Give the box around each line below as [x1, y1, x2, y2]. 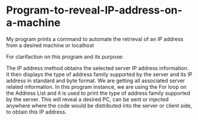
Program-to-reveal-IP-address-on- [6, 4, 183, 17]
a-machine [6, 16, 61, 29]
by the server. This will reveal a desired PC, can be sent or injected [6, 95, 169, 103]
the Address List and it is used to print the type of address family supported [6, 89, 190, 96]
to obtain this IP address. [6, 108, 67, 115]
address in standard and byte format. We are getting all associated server [6, 77, 185, 84]
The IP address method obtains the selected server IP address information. [6, 64, 189, 71]
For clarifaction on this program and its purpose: [6, 53, 124, 60]
